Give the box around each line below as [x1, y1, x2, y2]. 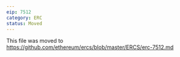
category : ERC [6, 15, 43, 21]
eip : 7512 [6, 9, 32, 15]
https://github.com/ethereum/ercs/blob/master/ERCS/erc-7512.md [6, 44, 174, 51]
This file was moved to [6, 37, 64, 45]
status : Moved [6, 20, 43, 26]
